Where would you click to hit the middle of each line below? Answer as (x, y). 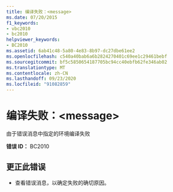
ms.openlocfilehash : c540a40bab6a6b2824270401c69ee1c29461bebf (87, 56)
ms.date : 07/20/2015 (32, 17)
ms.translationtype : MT (36, 67)
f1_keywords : (22, 23)
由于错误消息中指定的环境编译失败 (48, 133)
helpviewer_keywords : (33, 40)
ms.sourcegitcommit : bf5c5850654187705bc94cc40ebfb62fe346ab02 (87, 62)
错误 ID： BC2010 (28, 146)
